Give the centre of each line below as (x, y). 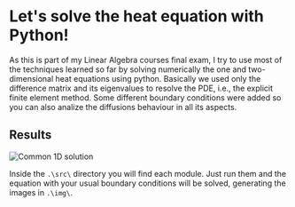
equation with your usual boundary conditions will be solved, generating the (147, 183)
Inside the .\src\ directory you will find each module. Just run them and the (147, 173)
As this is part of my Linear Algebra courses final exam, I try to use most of (146, 60)
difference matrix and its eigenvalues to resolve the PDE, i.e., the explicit (141, 88)
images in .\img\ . (41, 192)
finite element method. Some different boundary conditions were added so (145, 97)
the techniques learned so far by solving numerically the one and (128, 69)
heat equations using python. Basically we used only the (158, 78)
